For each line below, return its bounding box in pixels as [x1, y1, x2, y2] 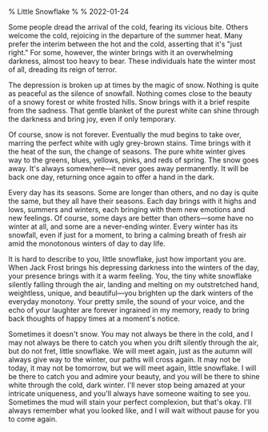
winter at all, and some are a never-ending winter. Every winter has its [8, 222, 238, 231]
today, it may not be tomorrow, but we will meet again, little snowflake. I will [8, 363, 257, 373]
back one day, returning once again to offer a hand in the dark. [8, 172, 214, 182]
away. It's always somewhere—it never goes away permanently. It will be [8, 164, 250, 173]
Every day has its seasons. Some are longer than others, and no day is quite [8, 188, 258, 197]
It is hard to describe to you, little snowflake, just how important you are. [8, 254, 246, 263]
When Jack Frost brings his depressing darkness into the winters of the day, [8, 263, 260, 272]
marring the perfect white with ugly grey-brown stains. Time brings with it [8, 138, 251, 147]
